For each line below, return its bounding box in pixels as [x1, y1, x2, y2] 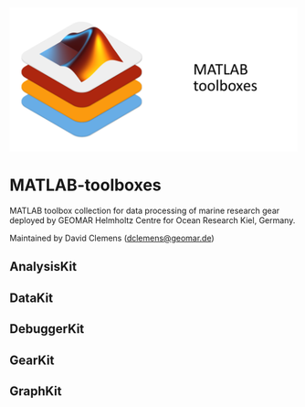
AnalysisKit [9, 259, 78, 274]
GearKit [9, 352, 55, 368]
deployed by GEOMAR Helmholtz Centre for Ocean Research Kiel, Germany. [9, 214, 296, 226]
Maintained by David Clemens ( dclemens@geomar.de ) [9, 232, 215, 243]
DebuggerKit [9, 321, 85, 337]
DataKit [9, 290, 53, 305]
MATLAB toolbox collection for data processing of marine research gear [9, 205, 280, 216]
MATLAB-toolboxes [9, 175, 162, 196]
